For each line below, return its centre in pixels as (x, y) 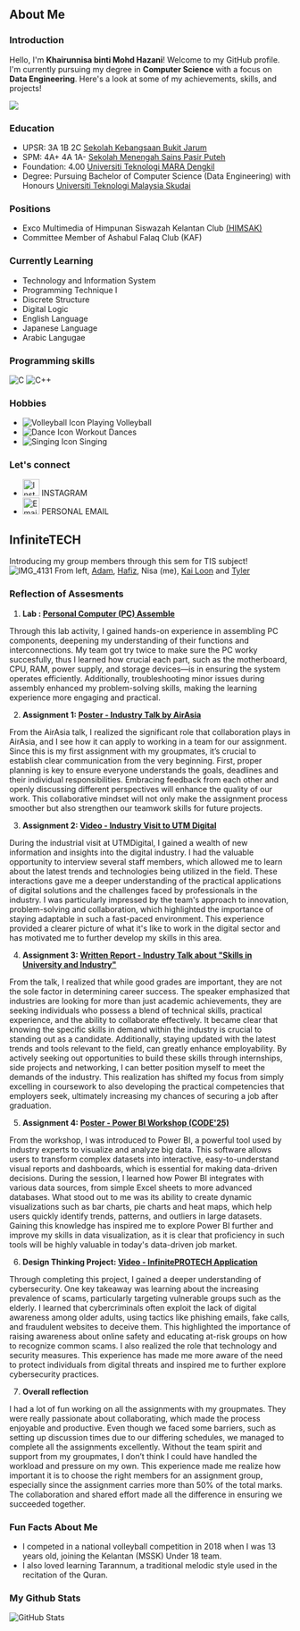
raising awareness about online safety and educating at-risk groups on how (148, 1336)
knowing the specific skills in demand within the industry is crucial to (136, 1029)
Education (32, 128)
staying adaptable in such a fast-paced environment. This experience (137, 918)
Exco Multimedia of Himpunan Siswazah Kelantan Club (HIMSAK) (142, 228)
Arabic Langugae (54, 337)
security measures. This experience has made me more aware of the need (146, 1355)
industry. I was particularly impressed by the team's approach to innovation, (149, 900)
